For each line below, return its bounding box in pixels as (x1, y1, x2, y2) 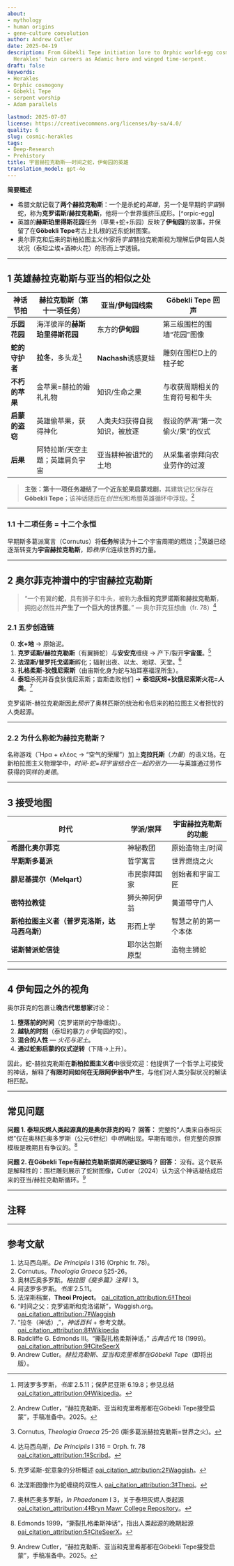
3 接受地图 (7, 796, 52, 809)
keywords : (7, 68, 36, 75)
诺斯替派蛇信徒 (10, 945, 61, 955)
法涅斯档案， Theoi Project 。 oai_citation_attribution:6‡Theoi (17, 1293, 192, 1301)
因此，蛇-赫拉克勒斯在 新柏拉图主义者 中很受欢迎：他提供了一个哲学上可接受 (7, 1059, 224, 1067)
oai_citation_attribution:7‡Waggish (17, 1309, 116, 1318)
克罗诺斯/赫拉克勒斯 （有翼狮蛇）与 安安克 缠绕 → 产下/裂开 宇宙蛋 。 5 (17, 647, 212, 657)
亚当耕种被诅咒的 (97, 450, 153, 459)
